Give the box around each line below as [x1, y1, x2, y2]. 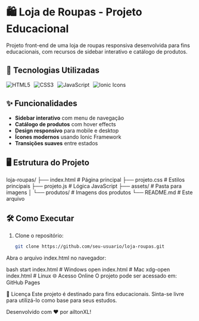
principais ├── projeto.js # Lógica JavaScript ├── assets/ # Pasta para [6, 183, 182, 190]
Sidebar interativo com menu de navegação [14, 114, 124, 121]
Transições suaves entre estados [14, 139, 98, 147]
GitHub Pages [6, 279, 41, 286]
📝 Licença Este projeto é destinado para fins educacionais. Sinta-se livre [6, 291, 185, 298]
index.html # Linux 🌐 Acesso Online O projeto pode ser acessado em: [6, 272, 178, 279]
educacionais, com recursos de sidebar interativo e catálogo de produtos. [6, 48, 188, 55]
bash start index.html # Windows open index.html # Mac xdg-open [6, 266, 170, 273]
